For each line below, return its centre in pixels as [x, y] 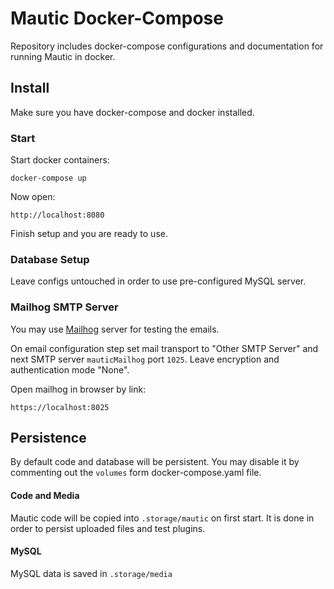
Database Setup [50, 259]
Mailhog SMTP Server [64, 307]
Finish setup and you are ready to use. [89, 234]
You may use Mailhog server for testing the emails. [115, 329]
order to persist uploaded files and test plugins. [108, 528]
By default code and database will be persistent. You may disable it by [155, 462]
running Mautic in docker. [63, 56]
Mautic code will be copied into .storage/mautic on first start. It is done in [162, 518]
